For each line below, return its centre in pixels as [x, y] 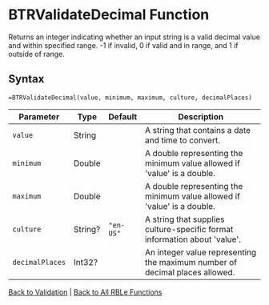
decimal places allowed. [190, 272]
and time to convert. [182, 140]
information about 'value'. [193, 239]
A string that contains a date [197, 130]
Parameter [39, 116]
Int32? [86, 262]
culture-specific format [189, 229]
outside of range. [37, 54]
